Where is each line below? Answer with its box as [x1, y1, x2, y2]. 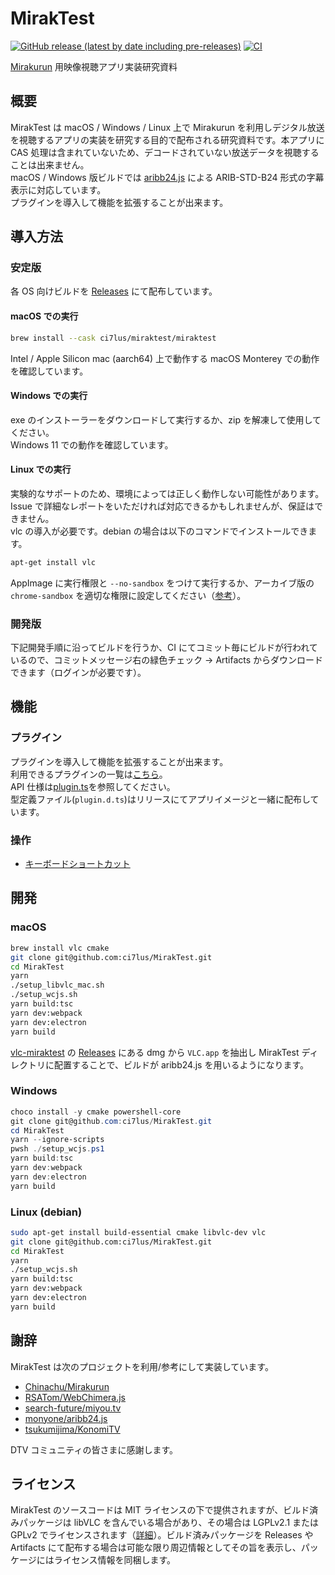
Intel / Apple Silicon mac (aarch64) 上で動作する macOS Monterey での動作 [10, 352, 320, 364]
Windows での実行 [10, 390, 88, 402]
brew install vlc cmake [10, 943, 110, 953]
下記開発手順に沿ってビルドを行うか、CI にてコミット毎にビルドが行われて [10, 642, 318, 654]
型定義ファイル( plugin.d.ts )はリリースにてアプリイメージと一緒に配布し [10, 793, 311, 805]
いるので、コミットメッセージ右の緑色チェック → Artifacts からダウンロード [10, 654, 324, 666]
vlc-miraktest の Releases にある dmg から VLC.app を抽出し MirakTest [10, 1046, 300, 1058]
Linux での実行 [10, 463, 72, 476]
